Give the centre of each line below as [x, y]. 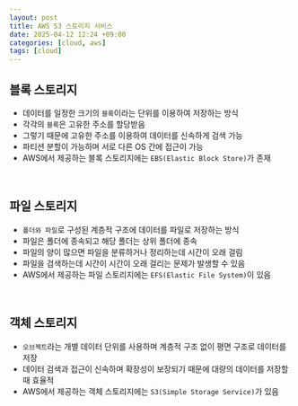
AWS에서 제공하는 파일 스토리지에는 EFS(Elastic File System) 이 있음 [146, 274]
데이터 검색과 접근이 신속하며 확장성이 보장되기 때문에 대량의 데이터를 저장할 [155, 368]
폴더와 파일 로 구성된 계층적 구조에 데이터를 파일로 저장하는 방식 [131, 229]
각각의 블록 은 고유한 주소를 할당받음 [83, 124]
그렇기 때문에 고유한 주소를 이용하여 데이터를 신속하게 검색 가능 [132, 135]
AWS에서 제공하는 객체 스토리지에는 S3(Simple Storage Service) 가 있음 [151, 391]
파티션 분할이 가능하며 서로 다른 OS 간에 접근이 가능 [113, 146]
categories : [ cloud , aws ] [57, 43]
